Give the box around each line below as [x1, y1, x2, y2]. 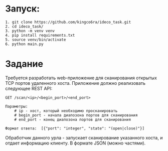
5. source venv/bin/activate [5, 37, 66, 42]
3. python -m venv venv [5, 28, 55, 33]
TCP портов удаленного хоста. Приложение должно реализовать [5, 80, 146, 86]
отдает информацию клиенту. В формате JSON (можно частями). [5, 140, 146, 146]
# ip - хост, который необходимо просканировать [14, 108, 118, 113]
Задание [5, 58, 44, 70]
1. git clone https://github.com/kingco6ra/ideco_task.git [5, 20, 131, 25]
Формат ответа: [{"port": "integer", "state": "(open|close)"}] [5, 126, 144, 131]
